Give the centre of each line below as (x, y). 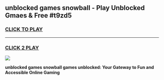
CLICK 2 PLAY (22, 48)
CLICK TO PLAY (24, 30)
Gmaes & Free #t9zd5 (39, 16)
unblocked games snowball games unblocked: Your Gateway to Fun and (80, 67)
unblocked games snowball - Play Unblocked (75, 8)
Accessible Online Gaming (32, 72)
